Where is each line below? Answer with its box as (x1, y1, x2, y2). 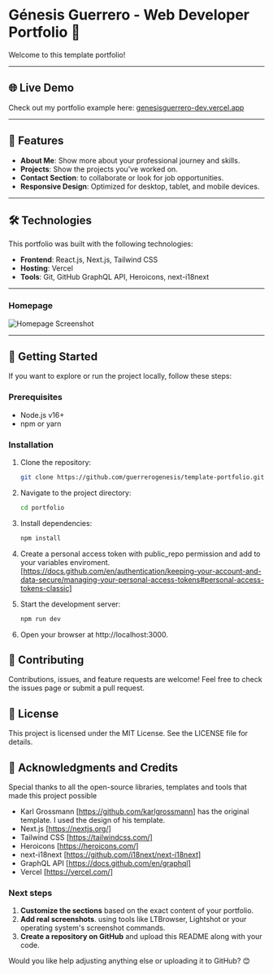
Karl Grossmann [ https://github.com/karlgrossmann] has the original (19, 807, 249, 816)
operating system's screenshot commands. (19, 923, 166, 933)
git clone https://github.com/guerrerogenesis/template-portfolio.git (19, 473, 265, 481)
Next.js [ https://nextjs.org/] (19, 824, 111, 834)
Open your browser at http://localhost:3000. (19, 629, 169, 639)
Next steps (8, 887, 53, 898)
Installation (8, 439, 54, 450)
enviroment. (70, 557, 110, 567)
